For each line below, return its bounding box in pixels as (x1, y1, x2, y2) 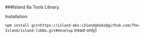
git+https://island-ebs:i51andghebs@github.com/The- (31, 23, 141, 28)
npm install (5, 23, 29, 28)
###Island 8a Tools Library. (5, 4, 60, 10)
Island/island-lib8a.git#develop (5, 28, 73, 33)
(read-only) (74, 27, 97, 33)
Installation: (5, 14, 28, 19)
